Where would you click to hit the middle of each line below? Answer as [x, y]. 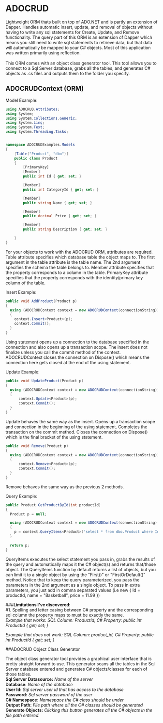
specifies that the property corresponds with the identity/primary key [74, 277]
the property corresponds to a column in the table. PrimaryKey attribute [77, 273]
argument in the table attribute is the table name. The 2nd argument [73, 262]
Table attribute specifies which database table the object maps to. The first [80, 257]
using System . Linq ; [25, 123]
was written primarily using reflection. [43, 53]
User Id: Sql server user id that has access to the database [65, 690]
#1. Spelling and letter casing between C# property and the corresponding [80, 610]
